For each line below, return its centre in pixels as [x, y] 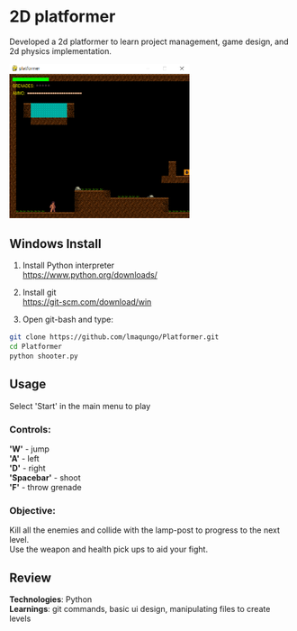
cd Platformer [36, 347]
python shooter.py [44, 356]
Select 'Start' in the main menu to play [80, 406]
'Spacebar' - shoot [45, 477]
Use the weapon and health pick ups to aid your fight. [109, 549]
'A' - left [24, 458]
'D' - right [28, 468]
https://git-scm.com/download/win [87, 302]
